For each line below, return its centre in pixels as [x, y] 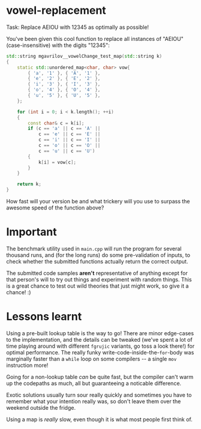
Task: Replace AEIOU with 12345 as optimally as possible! [77, 27]
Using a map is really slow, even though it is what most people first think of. [100, 419]
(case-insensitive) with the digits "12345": [58, 45]
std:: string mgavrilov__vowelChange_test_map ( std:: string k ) [84, 56]
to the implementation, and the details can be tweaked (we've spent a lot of [100, 339]
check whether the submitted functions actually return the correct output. [97, 261]
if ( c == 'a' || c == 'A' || [64, 129]
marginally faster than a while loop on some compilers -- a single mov [91, 359]
